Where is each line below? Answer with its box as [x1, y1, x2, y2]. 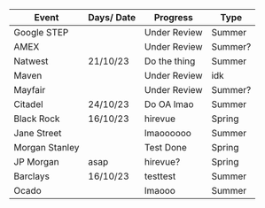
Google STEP [13, 27, 69, 38]
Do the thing [144, 55, 196, 67]
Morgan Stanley [13, 142, 80, 153]
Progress [153, 12, 193, 23]
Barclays [13, 170, 51, 182]
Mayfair [13, 84, 46, 96]
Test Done [144, 142, 188, 153]
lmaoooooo [144, 127, 192, 139]
